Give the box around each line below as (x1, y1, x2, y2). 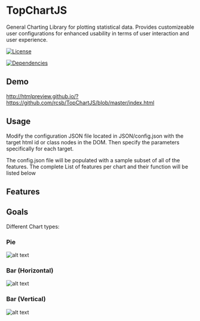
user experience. (6, 36, 48, 43)
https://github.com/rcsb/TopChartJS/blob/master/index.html (6, 99, 155, 106)
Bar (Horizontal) (6, 266, 54, 274)
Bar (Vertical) (6, 295, 46, 303)
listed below (6, 169, 36, 177)
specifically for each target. (6, 145, 74, 152)
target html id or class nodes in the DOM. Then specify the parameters (6, 138, 180, 146)
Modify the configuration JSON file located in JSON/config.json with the (6, 132, 184, 140)
